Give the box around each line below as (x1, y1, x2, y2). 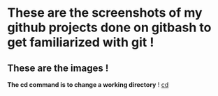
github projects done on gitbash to (7, 19, 212, 35)
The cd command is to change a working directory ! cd (7, 81, 169, 88)
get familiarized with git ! (7, 35, 154, 50)
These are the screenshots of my (7, 5, 203, 21)
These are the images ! (7, 62, 109, 74)
